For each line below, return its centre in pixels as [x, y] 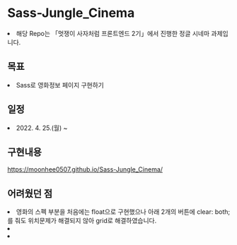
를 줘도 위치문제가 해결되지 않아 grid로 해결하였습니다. [82, 221]
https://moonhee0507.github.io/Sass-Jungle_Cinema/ [85, 169]
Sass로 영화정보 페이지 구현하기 [60, 85]
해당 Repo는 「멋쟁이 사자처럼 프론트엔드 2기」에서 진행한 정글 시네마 [113, 33]
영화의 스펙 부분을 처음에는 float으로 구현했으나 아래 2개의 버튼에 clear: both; [123, 212]
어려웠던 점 [30, 193]
